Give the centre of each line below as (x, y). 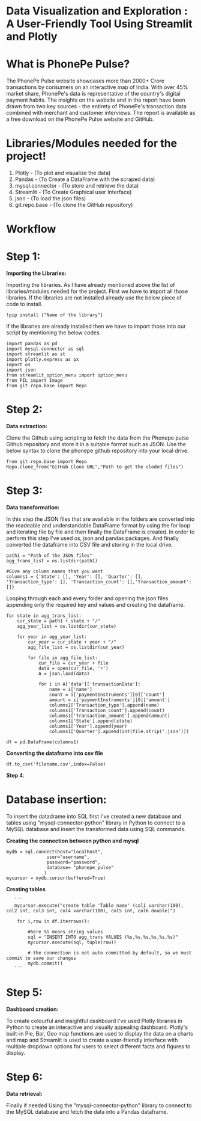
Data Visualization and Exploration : (97, 11)
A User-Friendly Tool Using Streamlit (100, 24)
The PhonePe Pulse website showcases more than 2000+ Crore (85, 81)
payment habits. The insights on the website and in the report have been (96, 100)
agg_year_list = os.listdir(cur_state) (67, 627)
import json (21, 370)
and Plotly (32, 37)
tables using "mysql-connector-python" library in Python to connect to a (96, 823)
